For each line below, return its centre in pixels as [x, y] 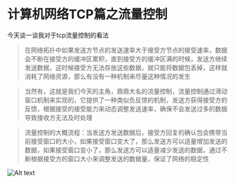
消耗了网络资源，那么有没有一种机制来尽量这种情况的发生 [107, 76]
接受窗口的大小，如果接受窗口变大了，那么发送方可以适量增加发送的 [129, 141]
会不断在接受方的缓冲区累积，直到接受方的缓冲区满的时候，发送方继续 [126, 59]
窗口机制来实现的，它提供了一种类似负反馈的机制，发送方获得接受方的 [126, 100]
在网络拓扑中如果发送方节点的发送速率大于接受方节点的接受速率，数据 [126, 50]
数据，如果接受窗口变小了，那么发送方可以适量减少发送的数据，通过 [123, 150]
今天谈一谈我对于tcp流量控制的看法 [58, 35]
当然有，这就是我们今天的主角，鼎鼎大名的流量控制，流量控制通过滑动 [126, 91]
